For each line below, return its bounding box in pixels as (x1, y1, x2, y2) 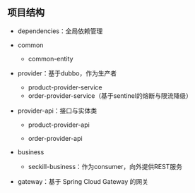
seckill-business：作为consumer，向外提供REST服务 (28, 162, 182, 170)
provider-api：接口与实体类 (17, 106, 97, 115)
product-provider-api (28, 120, 90, 129)
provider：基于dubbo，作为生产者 (17, 69, 117, 77)
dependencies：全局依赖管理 (17, 27, 103, 35)
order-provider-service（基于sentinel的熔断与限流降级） (28, 91, 192, 100)
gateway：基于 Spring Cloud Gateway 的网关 (17, 177, 149, 185)
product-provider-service (28, 83, 102, 92)
